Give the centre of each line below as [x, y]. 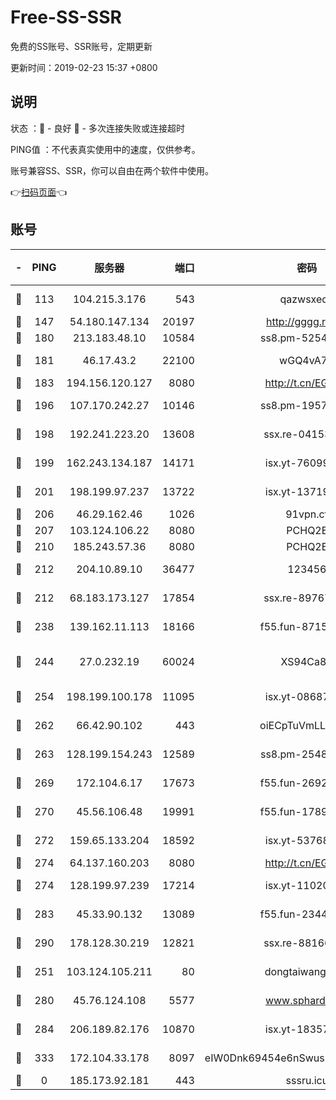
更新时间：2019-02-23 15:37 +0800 [84, 67]
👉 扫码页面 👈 [39, 192]
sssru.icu [307, 1080]
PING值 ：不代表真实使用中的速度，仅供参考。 [105, 149]
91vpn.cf [307, 514]
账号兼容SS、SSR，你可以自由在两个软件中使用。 [112, 170]
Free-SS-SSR [66, 17]
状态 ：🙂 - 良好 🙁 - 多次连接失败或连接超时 [97, 128]
